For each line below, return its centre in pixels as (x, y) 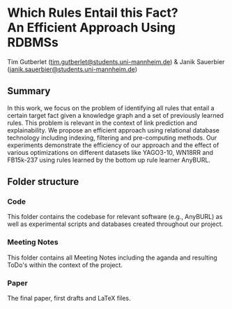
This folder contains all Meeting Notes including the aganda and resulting (112, 257)
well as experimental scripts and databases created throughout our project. (115, 224)
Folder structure (43, 182)
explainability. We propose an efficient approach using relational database (113, 130)
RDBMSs (33, 43)
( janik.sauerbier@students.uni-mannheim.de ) (72, 69)
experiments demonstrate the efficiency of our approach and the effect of (113, 145)
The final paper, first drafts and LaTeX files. (69, 299)
